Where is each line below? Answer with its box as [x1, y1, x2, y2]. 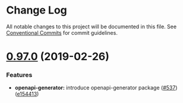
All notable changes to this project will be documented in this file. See [6, 23, 177, 30]
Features [6, 71, 33, 79]
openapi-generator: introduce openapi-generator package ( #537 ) [14, 84, 178, 91]
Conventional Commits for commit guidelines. [6, 29, 118, 36]
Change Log [6, 4, 67, 17]
